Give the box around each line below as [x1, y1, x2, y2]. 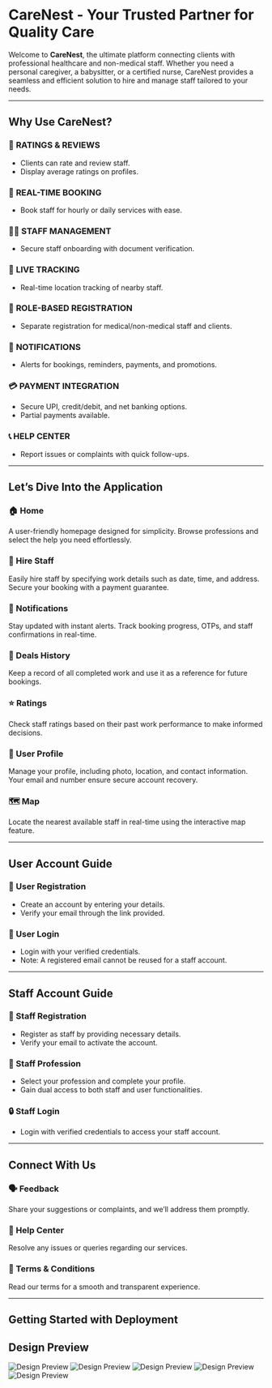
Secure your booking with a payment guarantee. [8, 582, 170, 592]
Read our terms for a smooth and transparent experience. [8, 1282, 201, 1292]
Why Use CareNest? [8, 115, 113, 129]
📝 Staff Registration [8, 1010, 87, 1022]
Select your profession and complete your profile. [19, 1076, 186, 1087]
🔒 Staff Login [8, 1106, 60, 1117]
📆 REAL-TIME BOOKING [8, 186, 102, 198]
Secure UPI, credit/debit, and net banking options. [19, 402, 188, 412]
